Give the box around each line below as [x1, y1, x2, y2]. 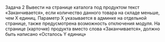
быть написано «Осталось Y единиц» [5, 31, 87, 37]
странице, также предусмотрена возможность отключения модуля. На [5, 20, 160, 26]
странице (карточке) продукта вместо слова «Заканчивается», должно [5, 26, 160, 32]
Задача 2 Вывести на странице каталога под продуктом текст [5, 5, 140, 10]
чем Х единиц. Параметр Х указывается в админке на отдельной [5, 15, 147, 21]
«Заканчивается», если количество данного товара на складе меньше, [5, 10, 160, 16]
